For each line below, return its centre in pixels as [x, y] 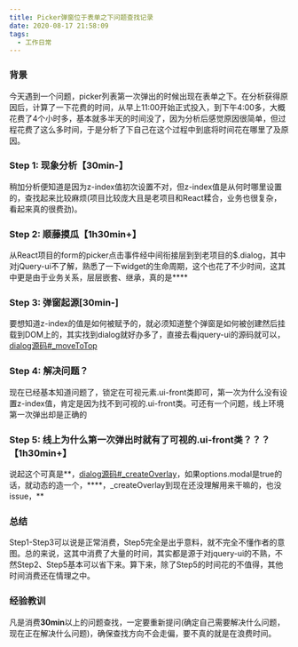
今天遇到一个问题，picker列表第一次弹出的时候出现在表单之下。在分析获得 [145, 96]
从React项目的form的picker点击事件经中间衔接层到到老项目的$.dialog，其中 [148, 255]
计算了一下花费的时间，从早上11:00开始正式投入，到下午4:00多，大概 [159, 107]
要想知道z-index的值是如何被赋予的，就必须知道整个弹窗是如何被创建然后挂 [147, 323]
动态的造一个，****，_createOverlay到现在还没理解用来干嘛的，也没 [157, 485]
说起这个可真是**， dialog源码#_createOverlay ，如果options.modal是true [142, 474]
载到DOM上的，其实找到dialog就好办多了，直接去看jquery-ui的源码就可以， [147, 335]
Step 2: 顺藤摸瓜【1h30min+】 [75, 234]
